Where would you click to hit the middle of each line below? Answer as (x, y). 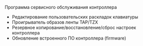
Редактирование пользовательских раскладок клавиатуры (75, 17)
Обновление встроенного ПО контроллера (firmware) (69, 38)
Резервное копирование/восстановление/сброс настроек (74, 27)
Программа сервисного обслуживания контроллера (61, 7)
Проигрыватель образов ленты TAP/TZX (55, 22)
